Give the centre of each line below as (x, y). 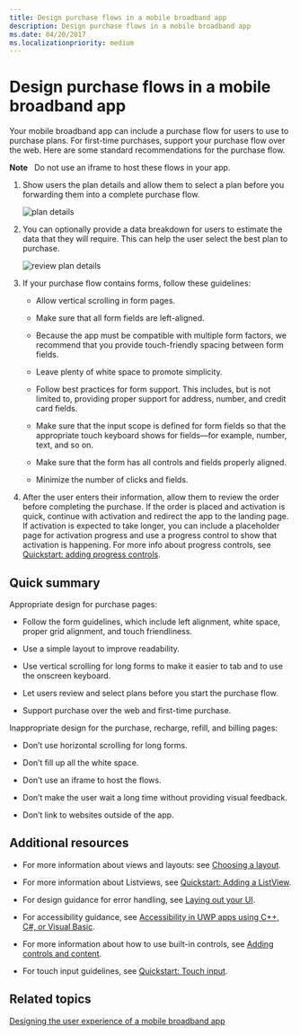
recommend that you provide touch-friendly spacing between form (160, 345)
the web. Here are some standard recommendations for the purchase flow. (147, 150)
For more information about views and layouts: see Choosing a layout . (151, 864)
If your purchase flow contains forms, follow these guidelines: (137, 283)
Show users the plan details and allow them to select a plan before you (153, 185)
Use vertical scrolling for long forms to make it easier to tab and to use (152, 666)
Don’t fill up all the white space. (80, 763)
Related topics (50, 1000)
